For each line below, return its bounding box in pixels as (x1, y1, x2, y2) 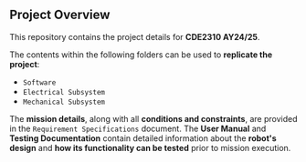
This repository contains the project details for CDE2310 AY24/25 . (9, 31, 260, 42)
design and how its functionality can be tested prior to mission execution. (9, 142, 291, 153)
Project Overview (9, 7, 111, 23)
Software (22, 77, 57, 87)
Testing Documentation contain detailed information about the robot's (9, 132, 277, 144)
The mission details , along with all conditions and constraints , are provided (9, 113, 298, 124)
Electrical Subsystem (22, 87, 105, 96)
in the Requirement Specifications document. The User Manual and (9, 123, 267, 134)
